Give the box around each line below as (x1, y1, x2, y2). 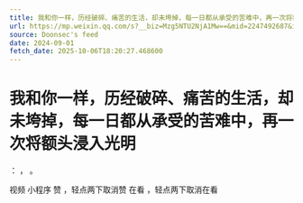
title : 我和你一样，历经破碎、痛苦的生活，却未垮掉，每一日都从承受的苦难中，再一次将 (9, 13, 293, 23)
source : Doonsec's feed (9, 30, 99, 39)
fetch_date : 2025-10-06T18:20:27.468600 (9, 47, 164, 56)
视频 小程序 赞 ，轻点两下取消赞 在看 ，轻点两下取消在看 (9, 184, 218, 195)
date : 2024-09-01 (9, 38, 75, 48)
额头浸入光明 (41, 134, 137, 154)
